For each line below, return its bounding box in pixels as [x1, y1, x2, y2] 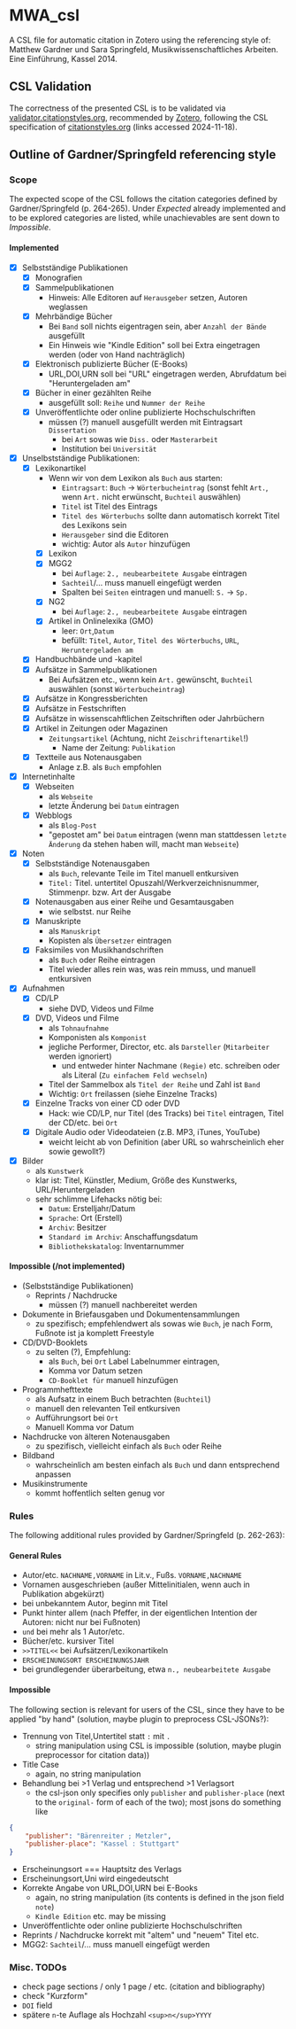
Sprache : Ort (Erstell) [48, 1212, 123, 1223]
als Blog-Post [48, 820, 97, 831]
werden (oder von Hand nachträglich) [48, 349, 186, 360]
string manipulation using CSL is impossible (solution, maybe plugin [34, 1740, 282, 1751]
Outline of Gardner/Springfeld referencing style [9, 147, 277, 162]
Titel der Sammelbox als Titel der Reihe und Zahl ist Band [48, 1078, 261, 1090]
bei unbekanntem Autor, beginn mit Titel [21, 1598, 168, 1609]
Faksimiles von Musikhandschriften [34, 945, 163, 955]
